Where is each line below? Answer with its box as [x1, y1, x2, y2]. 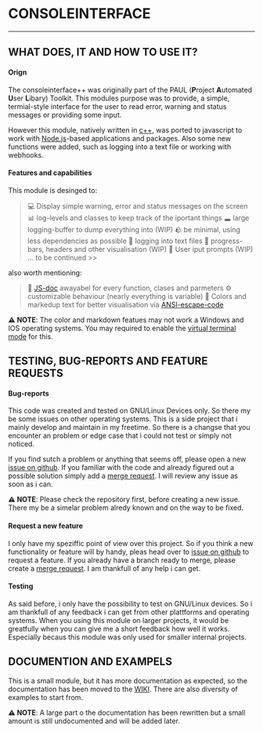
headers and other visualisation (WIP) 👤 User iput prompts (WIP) [45, 244, 254, 253]
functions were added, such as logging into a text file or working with [8, 142, 232, 151]
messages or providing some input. [8, 110, 122, 119]
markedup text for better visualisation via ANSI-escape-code [27, 300, 225, 309]
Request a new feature [8, 521, 84, 530]
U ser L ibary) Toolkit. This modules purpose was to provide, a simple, [8, 93, 230, 103]
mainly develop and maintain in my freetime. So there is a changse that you [8, 423, 250, 432]
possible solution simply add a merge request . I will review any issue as [8, 472, 239, 481]
